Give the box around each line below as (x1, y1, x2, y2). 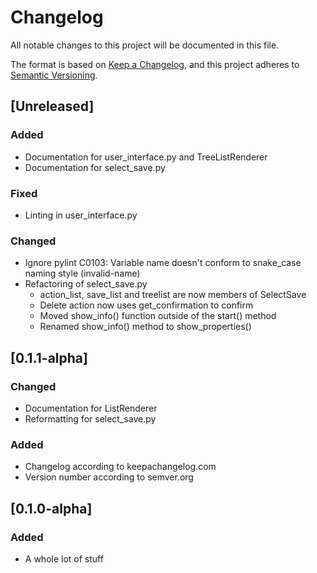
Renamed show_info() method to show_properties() (39, 321, 252, 333)
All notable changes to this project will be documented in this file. (10, 39, 280, 51)
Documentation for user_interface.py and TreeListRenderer (24, 151, 268, 163)
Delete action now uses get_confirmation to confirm (39, 299, 254, 311)
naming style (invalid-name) (24, 267, 141, 280)
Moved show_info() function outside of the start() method (39, 310, 277, 322)
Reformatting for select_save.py (24, 412, 157, 425)
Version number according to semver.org (24, 471, 194, 483)
